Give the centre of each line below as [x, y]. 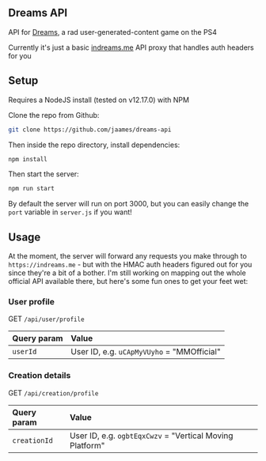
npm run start [32, 189]
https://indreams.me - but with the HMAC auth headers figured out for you [130, 265]
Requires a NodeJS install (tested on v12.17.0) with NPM [99, 100]
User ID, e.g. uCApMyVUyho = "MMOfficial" [146, 352]
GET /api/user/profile [46, 319]
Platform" [87, 445]
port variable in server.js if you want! [70, 212]
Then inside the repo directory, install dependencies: [94, 145]
